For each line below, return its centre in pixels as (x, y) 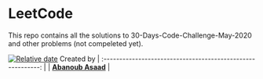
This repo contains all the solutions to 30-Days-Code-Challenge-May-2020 (130, 35)
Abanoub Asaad (79, 66)
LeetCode (40, 14)
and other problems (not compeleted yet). (76, 43)
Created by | (80, 59)
